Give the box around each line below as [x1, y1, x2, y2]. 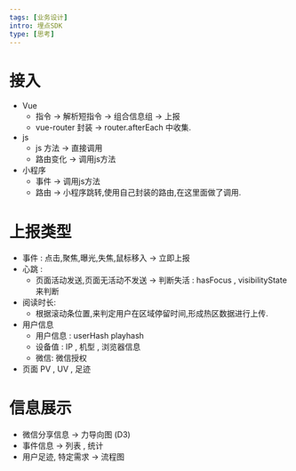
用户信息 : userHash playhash [35, 331, 145, 341]
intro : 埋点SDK [9, 21, 63, 30]
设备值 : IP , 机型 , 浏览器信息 [35, 341, 141, 352]
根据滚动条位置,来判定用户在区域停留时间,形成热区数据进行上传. [35, 308, 268, 319]
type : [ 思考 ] [9, 29, 55, 38]
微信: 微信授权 [35, 353, 87, 363]
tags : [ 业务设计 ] [9, 12, 68, 22]
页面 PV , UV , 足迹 [21, 363, 92, 374]
